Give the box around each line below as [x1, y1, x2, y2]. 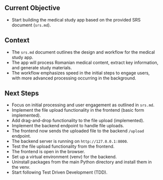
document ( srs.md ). [11, 22, 51, 28]
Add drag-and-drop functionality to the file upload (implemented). [11, 118, 144, 123]
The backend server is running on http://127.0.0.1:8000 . [11, 139, 128, 144]
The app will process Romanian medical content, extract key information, [11, 60, 159, 65]
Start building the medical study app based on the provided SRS [11, 17, 141, 22]
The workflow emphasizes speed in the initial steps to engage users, [11, 70, 150, 76]
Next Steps [4, 89, 39, 98]
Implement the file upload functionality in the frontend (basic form [11, 107, 144, 113]
